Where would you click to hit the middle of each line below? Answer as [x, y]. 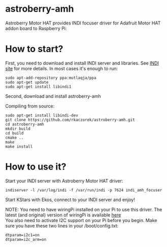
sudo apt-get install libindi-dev [42, 115]
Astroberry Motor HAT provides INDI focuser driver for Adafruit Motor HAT [83, 23]
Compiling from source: [30, 106]
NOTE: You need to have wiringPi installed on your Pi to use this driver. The [84, 209]
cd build [14, 133]
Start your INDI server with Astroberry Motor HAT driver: [64, 181]
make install [19, 146]
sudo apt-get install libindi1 [38, 87]
